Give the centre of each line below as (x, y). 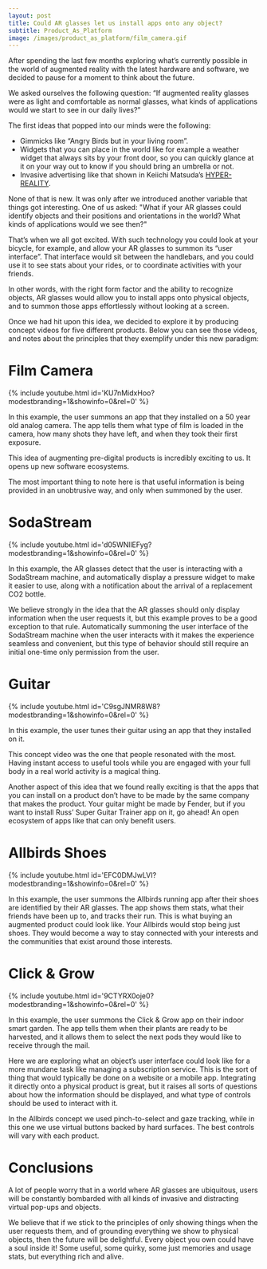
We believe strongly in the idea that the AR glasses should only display (124, 610)
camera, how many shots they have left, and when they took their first (123, 434)
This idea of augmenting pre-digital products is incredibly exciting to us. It (130, 458)
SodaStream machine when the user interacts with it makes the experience (132, 635)
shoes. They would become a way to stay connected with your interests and (133, 933)
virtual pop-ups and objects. (55, 1207)
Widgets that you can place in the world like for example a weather (129, 149)
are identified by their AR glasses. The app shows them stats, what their (126, 908)
